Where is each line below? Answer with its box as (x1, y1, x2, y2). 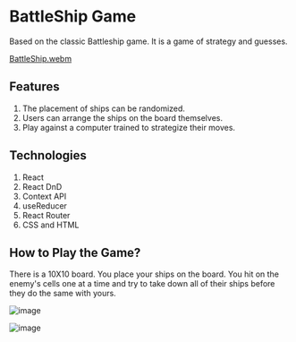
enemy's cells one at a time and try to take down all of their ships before (9, 278, 275, 289)
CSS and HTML (21, 219, 80, 230)
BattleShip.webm (9, 53, 72, 64)
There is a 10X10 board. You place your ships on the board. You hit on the (9, 269, 280, 279)
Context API (21, 191, 67, 201)
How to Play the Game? (9, 244, 141, 261)
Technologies (9, 148, 88, 163)
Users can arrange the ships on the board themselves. (21, 112, 224, 123)
